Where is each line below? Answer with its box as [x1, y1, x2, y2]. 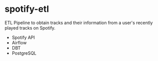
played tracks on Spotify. [4, 25, 55, 30]
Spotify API [11, 34, 35, 40]
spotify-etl [4, 3, 49, 15]
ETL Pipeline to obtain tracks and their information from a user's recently [4, 20, 153, 26]
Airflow [11, 39, 27, 45]
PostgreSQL [11, 50, 37, 56]
